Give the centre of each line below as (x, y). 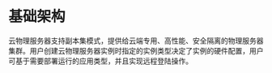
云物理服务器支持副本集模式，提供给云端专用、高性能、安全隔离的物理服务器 (136, 41)
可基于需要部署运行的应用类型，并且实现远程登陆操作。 (100, 61)
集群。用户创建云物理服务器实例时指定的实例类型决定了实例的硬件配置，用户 (136, 50)
